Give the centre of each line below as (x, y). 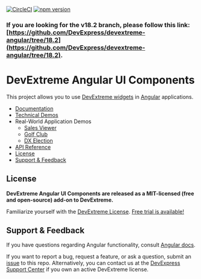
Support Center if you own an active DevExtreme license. (78, 269)
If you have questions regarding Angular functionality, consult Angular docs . (101, 245)
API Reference (33, 147)
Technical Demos (37, 115)
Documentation (34, 108)
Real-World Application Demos (53, 121)
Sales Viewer (40, 127)
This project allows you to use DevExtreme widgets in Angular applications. (100, 97)
